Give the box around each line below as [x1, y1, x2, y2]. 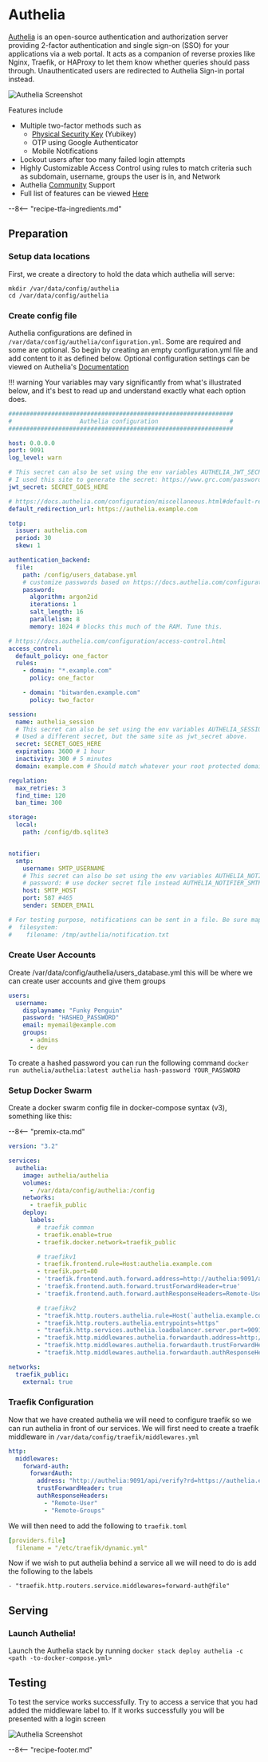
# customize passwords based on [22, 578, 130, 586]
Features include [8, 105, 64, 115]
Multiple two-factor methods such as [19, 120, 142, 130]
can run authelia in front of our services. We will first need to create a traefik [8, 1423, 259, 1433]
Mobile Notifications [31, 146, 98, 156]
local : [15, 821, 37, 829]
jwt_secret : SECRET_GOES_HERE [8, 483, 109, 491]
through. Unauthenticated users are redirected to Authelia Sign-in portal [8, 65, 245, 75]
